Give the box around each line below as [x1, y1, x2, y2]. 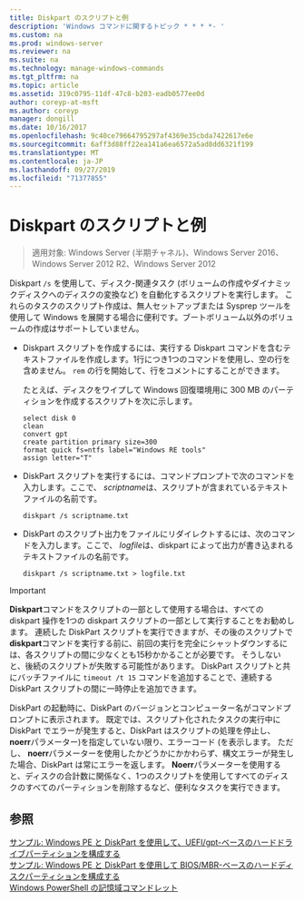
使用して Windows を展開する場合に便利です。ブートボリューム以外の [9, 312, 270, 323]
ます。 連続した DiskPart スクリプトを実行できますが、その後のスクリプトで [9, 627, 293, 638]
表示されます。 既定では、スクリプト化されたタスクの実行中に [48, 714, 281, 725]
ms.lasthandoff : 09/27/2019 [9, 165, 116, 174]
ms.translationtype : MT [9, 148, 100, 157]
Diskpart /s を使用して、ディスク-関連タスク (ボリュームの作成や [9, 278, 252, 289]
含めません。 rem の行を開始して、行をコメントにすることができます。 [22, 365, 285, 377]
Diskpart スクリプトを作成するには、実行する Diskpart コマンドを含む [22, 342, 284, 354]
